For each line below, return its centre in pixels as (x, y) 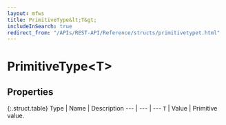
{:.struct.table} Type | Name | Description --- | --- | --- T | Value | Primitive (112, 109)
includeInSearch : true (40, 26)
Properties (30, 92)
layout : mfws (26, 13)
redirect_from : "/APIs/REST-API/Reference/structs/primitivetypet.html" (114, 33)
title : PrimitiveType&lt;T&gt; (52, 20)
